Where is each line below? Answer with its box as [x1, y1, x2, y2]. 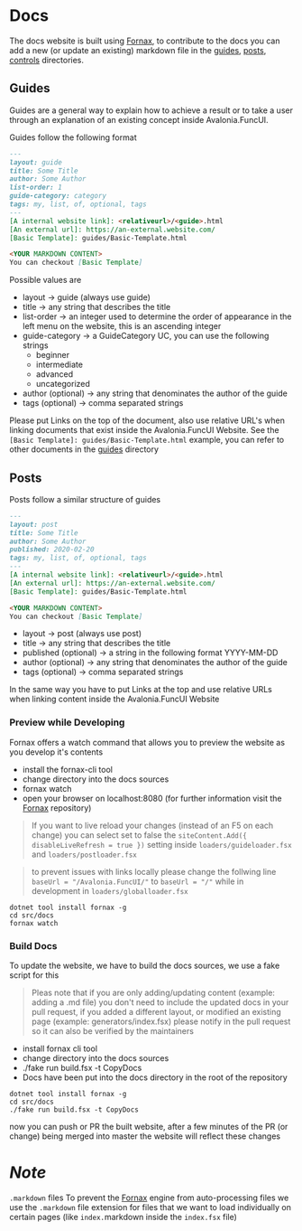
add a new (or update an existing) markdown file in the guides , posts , [9, 44, 267, 55]
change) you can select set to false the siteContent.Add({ [31, 829, 248, 841]
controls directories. [9, 54, 84, 65]
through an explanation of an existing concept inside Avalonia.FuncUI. [9, 114, 269, 125]
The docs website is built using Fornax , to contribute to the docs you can [9, 35, 280, 46]
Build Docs [9, 939, 58, 952]
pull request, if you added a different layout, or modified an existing [31, 1007, 281, 1018]
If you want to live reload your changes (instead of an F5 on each [31, 820, 274, 831]
